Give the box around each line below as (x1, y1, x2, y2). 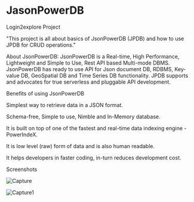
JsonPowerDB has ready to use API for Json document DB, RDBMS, (6, 65, 174, 72)
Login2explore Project (6, 23, 61, 30)
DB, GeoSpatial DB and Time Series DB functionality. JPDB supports (20, 72, 189, 79)
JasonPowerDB (6, 4, 85, 17)
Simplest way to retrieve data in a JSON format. (6, 101, 124, 108)
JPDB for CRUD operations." (6, 41, 76, 48)
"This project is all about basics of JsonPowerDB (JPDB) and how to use (6, 35, 184, 42)
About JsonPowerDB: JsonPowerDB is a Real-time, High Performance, (6, 53, 180, 60)
